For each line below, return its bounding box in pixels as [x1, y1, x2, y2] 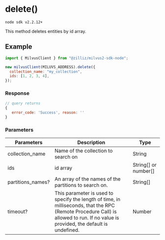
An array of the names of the [55, 176, 121, 182]
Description [77, 139, 106, 146]
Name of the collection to [55, 148, 113, 154]
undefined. [55, 227, 80, 234]
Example [5, 43, 32, 51]
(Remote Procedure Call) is [55, 208, 117, 215]
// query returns [5, 101, 41, 106]
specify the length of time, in [55, 196, 120, 203]
